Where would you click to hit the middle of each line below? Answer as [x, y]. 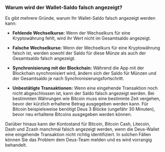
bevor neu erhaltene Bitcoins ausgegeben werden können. [72, 114]
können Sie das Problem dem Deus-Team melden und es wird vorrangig [79, 140]
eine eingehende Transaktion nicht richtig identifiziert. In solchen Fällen [78, 135]
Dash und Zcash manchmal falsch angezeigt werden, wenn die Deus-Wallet [82, 129]
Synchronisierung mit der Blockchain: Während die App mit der [78, 68]
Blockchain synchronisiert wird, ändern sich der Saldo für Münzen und [84, 73]
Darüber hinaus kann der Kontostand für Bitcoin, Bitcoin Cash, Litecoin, [78, 124]
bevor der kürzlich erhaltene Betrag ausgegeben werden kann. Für [80, 104]
